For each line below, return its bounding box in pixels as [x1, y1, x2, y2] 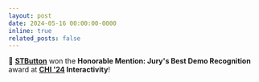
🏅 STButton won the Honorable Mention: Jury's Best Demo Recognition [8, 56, 251, 66]
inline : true [8, 27, 52, 35]
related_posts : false [8, 34, 81, 43]
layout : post [8, 11, 52, 20]
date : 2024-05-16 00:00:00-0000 [8, 19, 117, 27]
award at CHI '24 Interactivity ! [8, 65, 111, 75]
